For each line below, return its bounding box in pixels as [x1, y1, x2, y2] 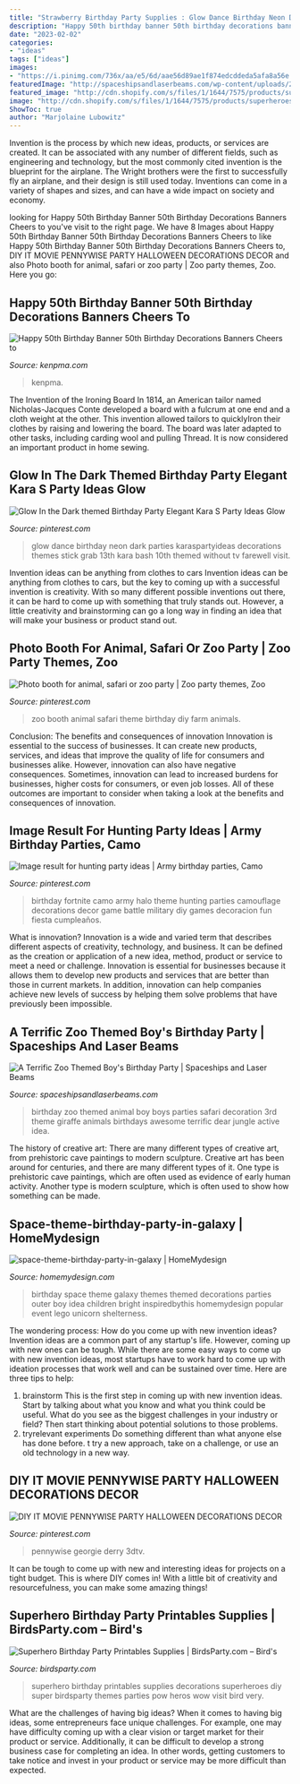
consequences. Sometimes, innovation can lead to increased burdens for [9, 768, 279, 779]
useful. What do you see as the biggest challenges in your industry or [21, 1410, 279, 1419]
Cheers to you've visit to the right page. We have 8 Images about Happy [9, 221, 275, 233]
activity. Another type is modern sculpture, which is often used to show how [9, 1181, 289, 1192]
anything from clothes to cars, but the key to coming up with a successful [9, 577, 280, 588]
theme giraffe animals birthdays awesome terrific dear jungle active [30, 1116, 280, 1127]
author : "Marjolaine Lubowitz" [9, 113, 126, 122]
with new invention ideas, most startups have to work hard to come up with [9, 1354, 286, 1364]
